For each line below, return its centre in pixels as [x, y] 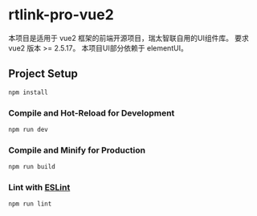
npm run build [32, 167]
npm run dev [28, 129]
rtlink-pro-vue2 [61, 15]
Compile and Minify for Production [77, 150]
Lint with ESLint [39, 187]
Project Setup [43, 74]
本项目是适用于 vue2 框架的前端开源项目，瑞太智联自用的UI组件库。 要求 [128, 38]
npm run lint [30, 204]
